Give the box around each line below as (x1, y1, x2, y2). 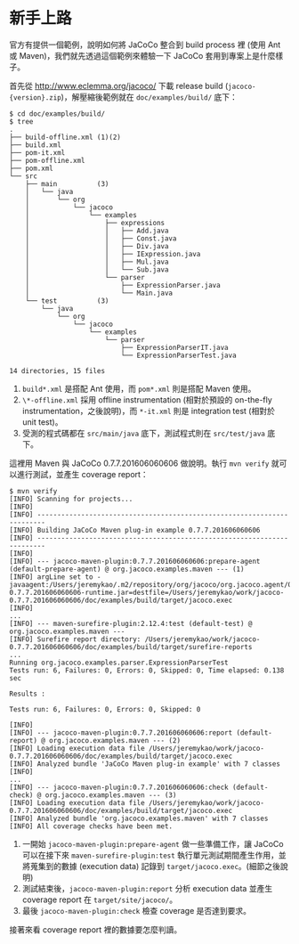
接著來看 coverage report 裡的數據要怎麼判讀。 (9, 924, 182, 935)
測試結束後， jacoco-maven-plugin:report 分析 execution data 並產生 (21, 883, 273, 893)
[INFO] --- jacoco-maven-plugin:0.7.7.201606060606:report (9, 728, 233, 737)
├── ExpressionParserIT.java (120, 343, 229, 352)
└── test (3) (25, 296, 109, 305)
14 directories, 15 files (9, 366, 105, 375)
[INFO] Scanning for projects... (9, 494, 133, 503)
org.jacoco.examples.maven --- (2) (48, 736, 181, 745)
